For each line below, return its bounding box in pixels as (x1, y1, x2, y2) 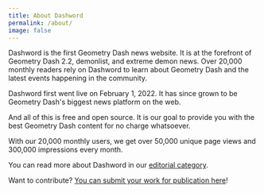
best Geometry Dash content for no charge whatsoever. (8, 121, 191, 131)
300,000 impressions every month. (8, 145, 123, 155)
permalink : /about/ (8, 19, 73, 27)
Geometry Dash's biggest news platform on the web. (8, 97, 181, 107)
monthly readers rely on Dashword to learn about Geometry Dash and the (8, 65, 249, 75)
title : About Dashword (8, 11, 83, 20)
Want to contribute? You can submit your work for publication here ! (8, 176, 228, 185)
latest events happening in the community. (8, 73, 147, 83)
